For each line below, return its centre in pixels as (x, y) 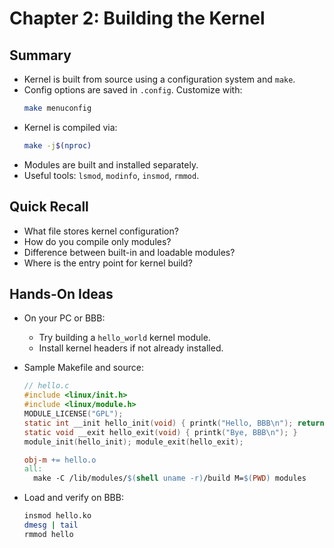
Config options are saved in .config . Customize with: (133, 90)
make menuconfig (57, 108)
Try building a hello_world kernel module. (124, 338)
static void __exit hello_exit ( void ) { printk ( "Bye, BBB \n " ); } (160, 432)
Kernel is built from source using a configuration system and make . (159, 79)
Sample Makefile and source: (84, 368)
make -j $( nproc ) (57, 145)
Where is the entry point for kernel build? (108, 263)
